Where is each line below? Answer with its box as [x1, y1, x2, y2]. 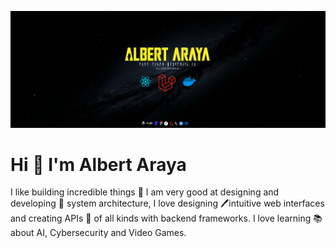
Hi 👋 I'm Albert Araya [10, 153, 187, 176]
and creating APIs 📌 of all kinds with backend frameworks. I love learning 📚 [10, 212, 323, 225]
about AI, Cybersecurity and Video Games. [10, 227, 187, 239]
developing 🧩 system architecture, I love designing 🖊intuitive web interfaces [10, 197, 325, 210]
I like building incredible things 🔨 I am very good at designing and [10, 186, 280, 198]
